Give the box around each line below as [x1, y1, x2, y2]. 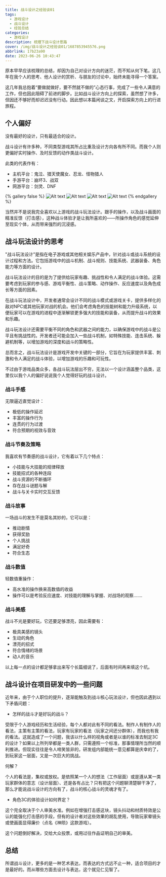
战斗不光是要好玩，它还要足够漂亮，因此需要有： [5, 618, 105, 624]
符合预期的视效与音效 [12, 428, 56, 434]
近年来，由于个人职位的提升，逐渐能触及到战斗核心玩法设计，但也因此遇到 [5, 694, 157, 700]
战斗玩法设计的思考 [5, 237, 64, 246]
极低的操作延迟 [12, 409, 43, 415]
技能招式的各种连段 [12, 470, 52, 476]
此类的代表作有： [5, 160, 40, 166]
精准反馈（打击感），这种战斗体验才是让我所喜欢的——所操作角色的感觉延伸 [5, 215, 159, 221]
